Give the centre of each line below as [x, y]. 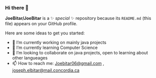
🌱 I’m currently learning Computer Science [55, 47]
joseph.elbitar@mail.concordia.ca [46, 70]
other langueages [30, 58]
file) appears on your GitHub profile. [41, 24]
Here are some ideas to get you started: [45, 33]
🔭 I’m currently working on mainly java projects [59, 43]
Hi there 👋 [17, 8]
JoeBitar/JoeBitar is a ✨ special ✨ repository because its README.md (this [78, 18]
